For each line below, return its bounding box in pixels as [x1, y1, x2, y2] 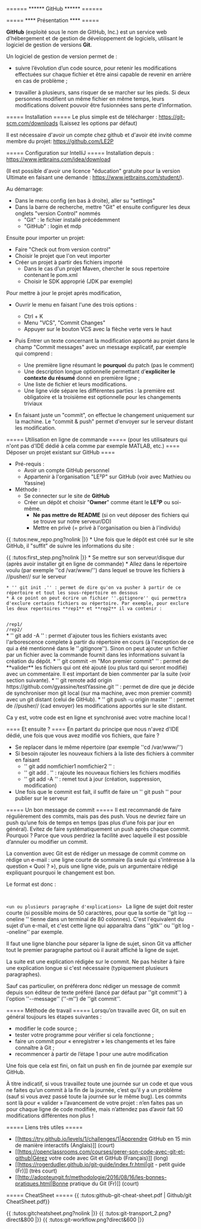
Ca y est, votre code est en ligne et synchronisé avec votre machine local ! [6, 714, 191, 721]
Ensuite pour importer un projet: [6, 234, 85, 241]
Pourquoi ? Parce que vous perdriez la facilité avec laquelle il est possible [6, 832, 188, 839]
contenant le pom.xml [23, 272, 78, 278]
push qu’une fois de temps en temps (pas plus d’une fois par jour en [6, 819, 175, 826]
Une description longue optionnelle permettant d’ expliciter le [23, 368, 176, 375]
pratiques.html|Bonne [14, 1180, 69, 1187]
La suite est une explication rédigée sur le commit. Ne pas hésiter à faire [6, 958, 185, 965]
